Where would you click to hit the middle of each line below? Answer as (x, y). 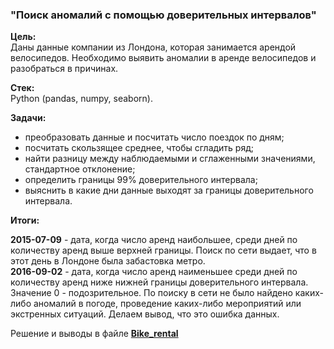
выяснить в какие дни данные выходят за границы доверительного (169, 190)
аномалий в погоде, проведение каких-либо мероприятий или (167, 304)
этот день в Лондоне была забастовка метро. (108, 261)
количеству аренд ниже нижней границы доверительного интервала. (159, 282)
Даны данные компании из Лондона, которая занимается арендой (153, 47)
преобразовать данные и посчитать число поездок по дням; (154, 137)
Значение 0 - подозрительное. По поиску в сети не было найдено (151, 293)
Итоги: (25, 220)
